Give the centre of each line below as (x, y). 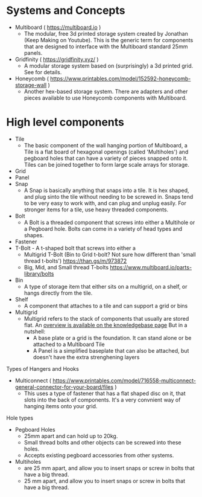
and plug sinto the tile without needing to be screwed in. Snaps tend (109, 196)
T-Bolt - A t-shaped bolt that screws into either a (75, 248)
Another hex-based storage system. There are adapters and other (106, 91)
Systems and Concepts (66, 11)
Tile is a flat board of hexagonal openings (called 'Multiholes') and (106, 152)
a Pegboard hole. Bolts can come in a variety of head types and (103, 229)
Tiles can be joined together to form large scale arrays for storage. (107, 164)
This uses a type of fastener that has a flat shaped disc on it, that (105, 393)
